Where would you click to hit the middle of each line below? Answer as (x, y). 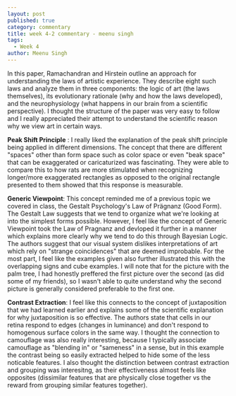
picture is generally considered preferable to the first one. (91, 289)
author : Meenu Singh (38, 54)
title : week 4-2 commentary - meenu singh (70, 34)
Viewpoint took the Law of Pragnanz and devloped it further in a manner (112, 228)
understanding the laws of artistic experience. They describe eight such (112, 81)
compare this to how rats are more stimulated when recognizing (100, 170)
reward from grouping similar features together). (77, 385)
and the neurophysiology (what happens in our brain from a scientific (108, 103)
